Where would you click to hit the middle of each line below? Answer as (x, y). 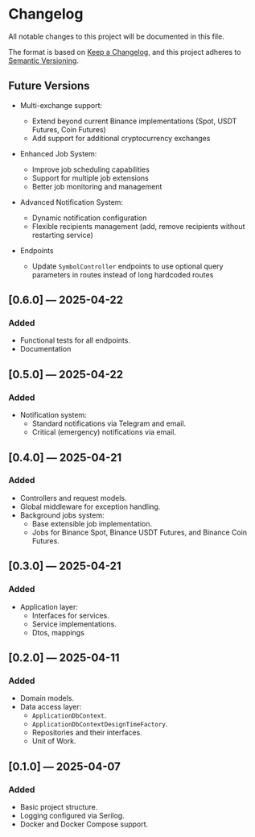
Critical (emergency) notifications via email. (104, 432)
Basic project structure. (59, 806)
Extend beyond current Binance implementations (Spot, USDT (134, 121)
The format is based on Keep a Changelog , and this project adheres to (125, 52)
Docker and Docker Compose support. (84, 824)
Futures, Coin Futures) (69, 129)
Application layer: (49, 606)
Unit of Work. (54, 741)
